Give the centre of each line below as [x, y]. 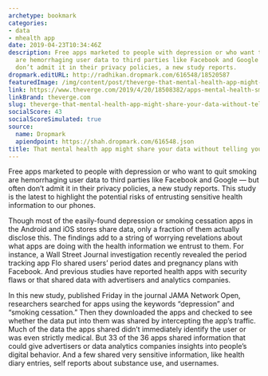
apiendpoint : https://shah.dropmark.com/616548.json [105, 141]
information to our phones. [52, 206]
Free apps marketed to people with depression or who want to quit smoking [132, 171]
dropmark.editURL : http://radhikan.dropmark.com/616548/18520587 [119, 75]
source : [21, 127]
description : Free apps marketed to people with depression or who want [132, 53]
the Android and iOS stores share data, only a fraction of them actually [124, 229]
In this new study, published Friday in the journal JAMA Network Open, [124, 296]
